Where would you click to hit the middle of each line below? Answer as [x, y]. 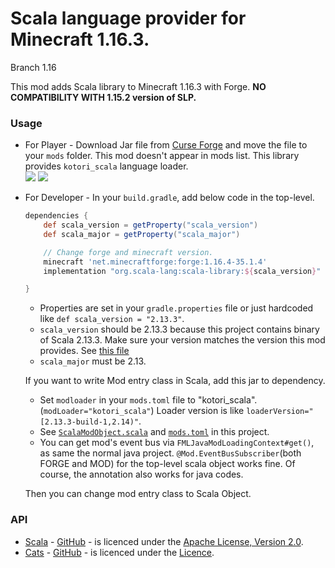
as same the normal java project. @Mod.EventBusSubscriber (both [170, 453]
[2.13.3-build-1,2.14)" [89, 422]
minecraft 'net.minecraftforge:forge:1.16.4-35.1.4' [155, 262]
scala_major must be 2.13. [93, 361]
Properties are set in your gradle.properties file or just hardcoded [176, 308]
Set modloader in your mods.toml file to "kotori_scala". [148, 400]
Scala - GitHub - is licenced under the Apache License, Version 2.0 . [164, 541]
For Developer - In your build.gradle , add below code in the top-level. [169, 198]
